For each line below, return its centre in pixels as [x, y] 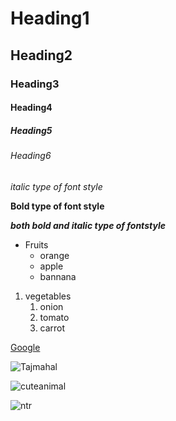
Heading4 [31, 108]
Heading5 [31, 130]
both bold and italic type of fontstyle [88, 225]
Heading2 [41, 55]
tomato [54, 317]
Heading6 [31, 156]
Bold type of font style [57, 206]
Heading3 [35, 84]
